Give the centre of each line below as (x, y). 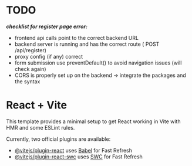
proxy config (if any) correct (49, 56)
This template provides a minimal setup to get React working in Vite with (93, 121)
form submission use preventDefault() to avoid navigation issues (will (98, 63)
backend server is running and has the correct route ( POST (87, 44)
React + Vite (37, 105)
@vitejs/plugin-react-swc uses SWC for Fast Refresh (78, 157)
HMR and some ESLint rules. (41, 127)
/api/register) (31, 50)
